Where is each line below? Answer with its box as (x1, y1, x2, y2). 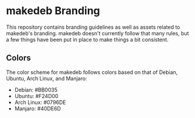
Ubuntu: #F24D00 (14, 92, 59, 99)
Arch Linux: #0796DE (14, 99, 66, 106)
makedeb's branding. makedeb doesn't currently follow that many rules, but (6, 29, 189, 36)
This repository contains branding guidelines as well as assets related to (6, 23, 180, 31)
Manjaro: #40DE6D (14, 104, 61, 112)
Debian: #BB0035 (14, 86, 57, 93)
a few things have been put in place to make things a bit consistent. (6, 36, 169, 43)
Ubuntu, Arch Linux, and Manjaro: (6, 75, 87, 82)
